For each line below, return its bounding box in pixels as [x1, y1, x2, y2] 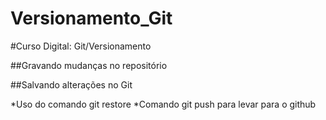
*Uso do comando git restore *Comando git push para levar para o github [10, 98, 317, 110]
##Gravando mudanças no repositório [10, 59, 168, 71]
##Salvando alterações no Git [10, 78, 133, 91]
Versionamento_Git [10, 7, 173, 30]
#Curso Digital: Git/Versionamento [10, 40, 152, 52]
